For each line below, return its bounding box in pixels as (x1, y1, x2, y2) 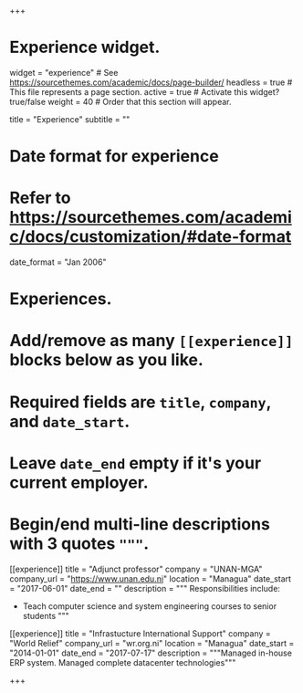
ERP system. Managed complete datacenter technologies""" (9, 656, 236, 667)
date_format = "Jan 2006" (9, 257, 107, 268)
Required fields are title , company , (9, 392, 272, 412)
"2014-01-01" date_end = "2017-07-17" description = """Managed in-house (9, 647, 292, 658)
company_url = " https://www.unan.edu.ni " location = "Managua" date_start (9, 572, 292, 584)
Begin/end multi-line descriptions (9, 514, 271, 534)
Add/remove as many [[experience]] (9, 331, 294, 352)
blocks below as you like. (9, 350, 204, 371)
